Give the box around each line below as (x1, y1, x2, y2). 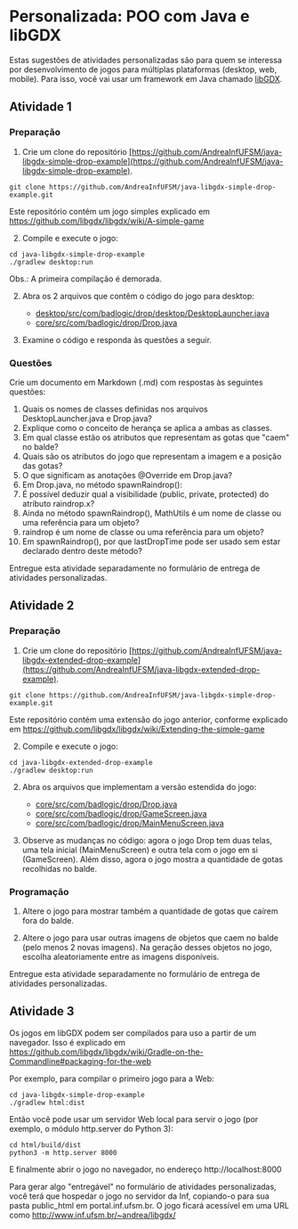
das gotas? (21, 460, 63, 471)
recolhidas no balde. (21, 863, 98, 874)
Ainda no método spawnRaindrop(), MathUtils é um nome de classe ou (21, 508, 282, 518)
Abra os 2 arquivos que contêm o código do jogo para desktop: (21, 290, 255, 301)
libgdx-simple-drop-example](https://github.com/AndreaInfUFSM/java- (21, 156, 284, 167)
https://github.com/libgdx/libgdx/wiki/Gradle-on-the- (9, 1046, 205, 1057)
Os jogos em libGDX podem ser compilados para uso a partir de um (9, 1027, 257, 1038)
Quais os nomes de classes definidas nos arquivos (21, 403, 208, 414)
